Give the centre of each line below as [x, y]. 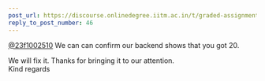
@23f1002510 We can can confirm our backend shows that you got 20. [124, 45]
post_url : [24, 15]
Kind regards [29, 68]
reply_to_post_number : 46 [50, 23]
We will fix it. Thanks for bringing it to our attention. [91, 61]
